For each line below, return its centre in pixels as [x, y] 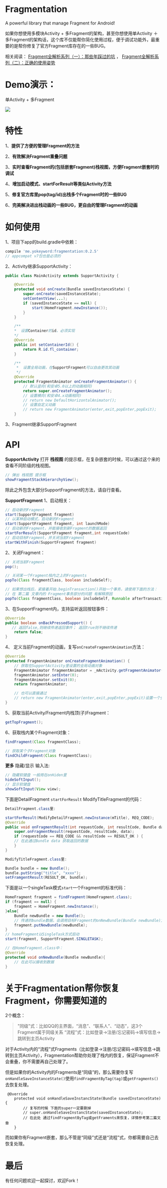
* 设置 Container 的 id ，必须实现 [45, 331]
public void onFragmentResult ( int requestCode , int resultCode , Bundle [81, 827]
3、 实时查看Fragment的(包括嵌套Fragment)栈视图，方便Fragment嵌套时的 [82, 167]
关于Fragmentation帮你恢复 [62, 988]
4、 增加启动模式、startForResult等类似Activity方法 [58, 184]
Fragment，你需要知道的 [56, 1001]
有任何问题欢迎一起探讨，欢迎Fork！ [42, 1181]
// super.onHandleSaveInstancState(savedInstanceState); [83, 1113]
